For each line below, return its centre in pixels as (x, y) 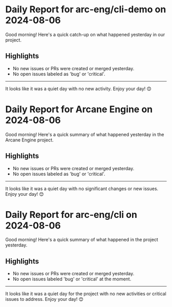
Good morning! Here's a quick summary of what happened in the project (82, 240)
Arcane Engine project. (29, 140)
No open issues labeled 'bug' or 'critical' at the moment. (72, 279)
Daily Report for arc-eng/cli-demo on (86, 9)
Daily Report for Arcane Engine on (79, 109)
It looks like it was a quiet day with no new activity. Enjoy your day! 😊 (79, 89)
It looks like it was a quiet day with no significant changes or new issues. (82, 189)
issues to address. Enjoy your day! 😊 (44, 299)
